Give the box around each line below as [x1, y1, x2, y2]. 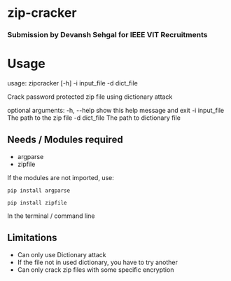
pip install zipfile [7, 199, 68, 206]
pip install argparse [7, 187, 71, 194]
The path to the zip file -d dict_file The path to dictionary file [7, 114, 181, 122]
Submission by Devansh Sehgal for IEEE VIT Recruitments [7, 30, 208, 40]
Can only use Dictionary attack [17, 250, 106, 259]
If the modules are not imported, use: [7, 173, 114, 181]
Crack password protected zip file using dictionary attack [7, 92, 173, 101]
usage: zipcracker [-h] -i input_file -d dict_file [7, 79, 138, 88]
